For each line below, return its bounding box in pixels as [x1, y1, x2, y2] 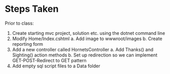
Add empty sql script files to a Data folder [12, 63, 100, 69]
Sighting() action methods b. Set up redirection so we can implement [12, 52, 158, 58]
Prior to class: [5, 20, 34, 26]
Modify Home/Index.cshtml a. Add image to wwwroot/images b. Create [12, 35, 162, 42]
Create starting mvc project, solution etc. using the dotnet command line [12, 30, 165, 36]
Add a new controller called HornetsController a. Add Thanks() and [12, 46, 154, 52]
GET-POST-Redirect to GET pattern [12, 57, 87, 63]
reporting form [12, 41, 44, 47]
